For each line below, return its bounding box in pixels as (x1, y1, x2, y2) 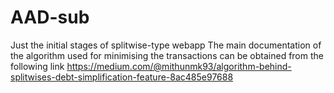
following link (10, 60, 65, 72)
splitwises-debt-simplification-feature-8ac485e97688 (10, 71, 234, 83)
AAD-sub (10, 6, 90, 29)
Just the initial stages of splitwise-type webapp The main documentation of (10, 39, 322, 51)
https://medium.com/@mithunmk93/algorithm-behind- (66, 60, 292, 72)
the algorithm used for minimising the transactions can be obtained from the (10, 49, 324, 61)
